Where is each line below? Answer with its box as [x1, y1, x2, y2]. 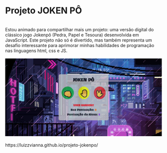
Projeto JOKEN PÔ [5, 5, 82, 16]
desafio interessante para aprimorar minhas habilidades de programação [5, 42, 155, 48]
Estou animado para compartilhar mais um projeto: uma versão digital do [5, 26, 154, 32]
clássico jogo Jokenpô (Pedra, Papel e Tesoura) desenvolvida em [5, 32, 139, 38]
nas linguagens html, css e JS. [5, 48, 68, 53]
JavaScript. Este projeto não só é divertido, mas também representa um [5, 37, 153, 43]
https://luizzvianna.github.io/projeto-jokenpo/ [5, 142, 98, 148]
